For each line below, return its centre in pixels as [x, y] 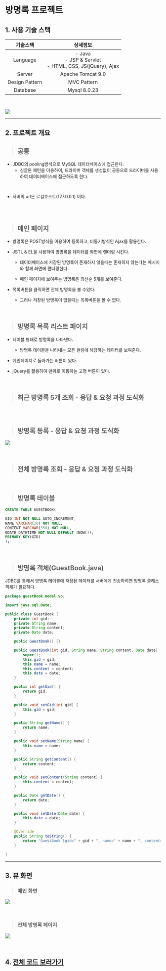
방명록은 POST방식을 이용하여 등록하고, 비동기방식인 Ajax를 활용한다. [79, 241]
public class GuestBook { [32, 614]
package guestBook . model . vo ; [35, 596]
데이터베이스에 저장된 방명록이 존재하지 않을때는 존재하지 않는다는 [83, 262]
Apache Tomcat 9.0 [83, 74]
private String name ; [36, 623]
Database [25, 90]
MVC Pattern [83, 82]
